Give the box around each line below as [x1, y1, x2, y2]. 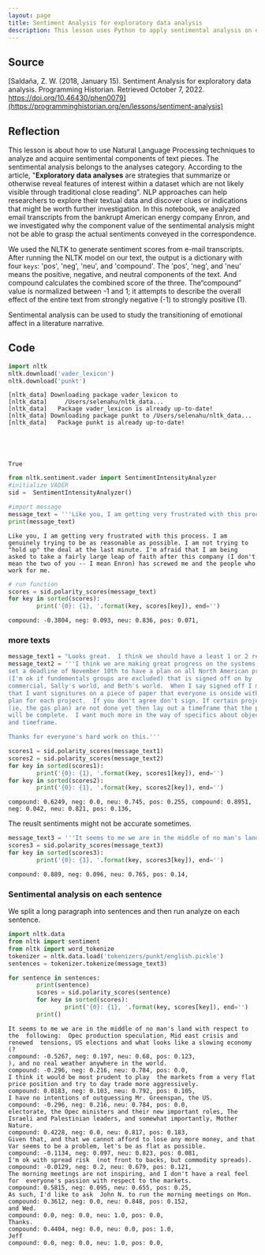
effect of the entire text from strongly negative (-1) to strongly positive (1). [8, 295, 247, 304]
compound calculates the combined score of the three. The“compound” [8, 278, 242, 287]
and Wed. [8, 1204, 37, 1212]
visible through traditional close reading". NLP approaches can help [8, 187, 227, 197]
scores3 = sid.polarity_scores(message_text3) [8, 841, 164, 849]
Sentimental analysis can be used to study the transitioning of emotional [8, 310, 243, 320]
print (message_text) [8, 518, 77, 526]
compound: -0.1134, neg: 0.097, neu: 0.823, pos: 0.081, [8, 1149, 200, 1157]
